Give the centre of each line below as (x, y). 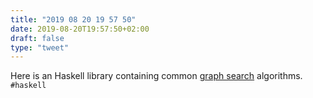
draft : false (37, 38)
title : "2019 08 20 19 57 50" (73, 19)
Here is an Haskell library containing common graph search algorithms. (156, 76)
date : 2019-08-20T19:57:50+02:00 (80, 29)
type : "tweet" (40, 47)
